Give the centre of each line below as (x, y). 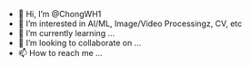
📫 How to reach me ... (60, 53)
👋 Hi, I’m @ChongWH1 (60, 14)
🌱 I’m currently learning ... (66, 33)
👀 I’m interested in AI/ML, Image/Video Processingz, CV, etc (130, 24)
